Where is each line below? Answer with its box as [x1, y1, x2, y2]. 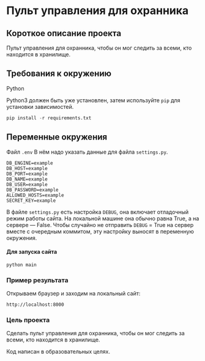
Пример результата [6, 276, 69, 285]
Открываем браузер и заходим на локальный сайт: [6, 290, 141, 297]
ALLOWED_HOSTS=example [6, 192, 64, 198]
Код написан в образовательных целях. [6, 348, 111, 355]
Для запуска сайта [6, 248, 58, 256]
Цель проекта [6, 316, 50, 324]
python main [6, 261, 37, 268]
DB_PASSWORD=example [6, 187, 59, 193]
